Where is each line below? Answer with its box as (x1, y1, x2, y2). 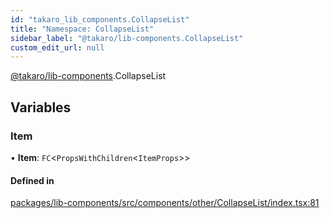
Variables (10, 99, 72, 116)
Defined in (10, 174, 55, 186)
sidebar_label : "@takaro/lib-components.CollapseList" (10, 33, 244, 43)
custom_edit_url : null (10, 42, 105, 53)
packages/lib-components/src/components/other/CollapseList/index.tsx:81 (10, 197, 320, 209)
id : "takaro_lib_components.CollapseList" (10, 14, 190, 25)
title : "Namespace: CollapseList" (10, 24, 155, 34)
